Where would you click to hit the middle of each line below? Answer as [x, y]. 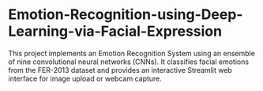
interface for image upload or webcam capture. [85, 78]
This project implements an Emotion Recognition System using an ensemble [131, 53]
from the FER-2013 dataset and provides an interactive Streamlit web [120, 70]
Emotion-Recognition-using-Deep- [126, 15]
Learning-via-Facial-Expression [115, 31]
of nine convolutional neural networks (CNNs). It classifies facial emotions [129, 62]
